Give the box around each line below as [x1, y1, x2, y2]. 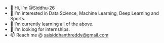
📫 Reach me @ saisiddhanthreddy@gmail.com [10, 32, 109, 38]
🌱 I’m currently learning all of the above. [10, 21, 94, 27]
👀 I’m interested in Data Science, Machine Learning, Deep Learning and [10, 10, 159, 16]
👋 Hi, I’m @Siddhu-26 [10, 5, 55, 11]
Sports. [10, 16, 26, 21]
